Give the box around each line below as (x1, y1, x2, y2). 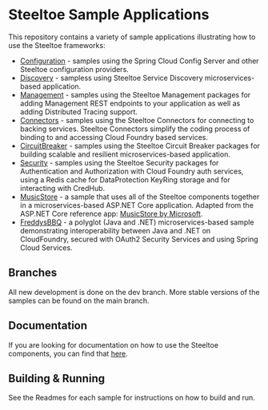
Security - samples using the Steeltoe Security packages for (19, 157, 219, 167)
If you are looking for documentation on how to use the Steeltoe (8, 340, 218, 349)
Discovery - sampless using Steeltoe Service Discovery (19, 73, 203, 82)
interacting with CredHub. (19, 183, 106, 193)
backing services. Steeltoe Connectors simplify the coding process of (19, 124, 250, 133)
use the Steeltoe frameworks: (8, 40, 106, 50)
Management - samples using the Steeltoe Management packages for (19, 90, 251, 99)
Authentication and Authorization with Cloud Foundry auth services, (19, 166, 244, 176)
